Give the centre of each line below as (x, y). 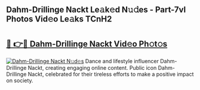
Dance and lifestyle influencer (122, 61)
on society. (20, 80)
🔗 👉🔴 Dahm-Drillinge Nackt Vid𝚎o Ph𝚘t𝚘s (87, 44)
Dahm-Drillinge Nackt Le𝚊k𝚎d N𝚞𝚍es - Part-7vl (96, 10)
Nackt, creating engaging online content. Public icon (92, 68)
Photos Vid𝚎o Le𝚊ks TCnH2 (59, 19)
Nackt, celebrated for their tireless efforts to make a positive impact (111, 74)
